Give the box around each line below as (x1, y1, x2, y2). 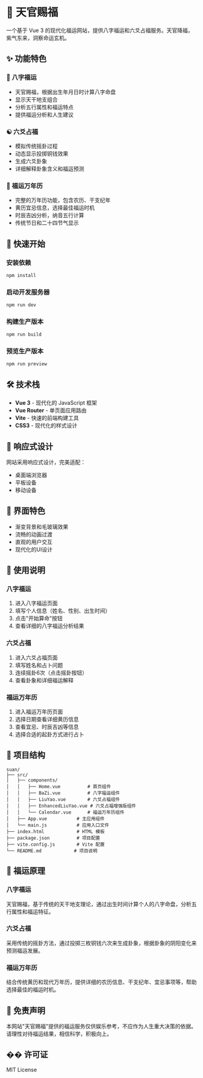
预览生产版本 (6, 347, 44, 356)
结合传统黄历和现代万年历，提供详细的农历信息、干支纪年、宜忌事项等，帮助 (6, 978, 197, 986)
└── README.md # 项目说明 (6, 848, 98, 854)
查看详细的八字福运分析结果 (14, 622, 85, 630)
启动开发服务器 (6, 288, 50, 296)
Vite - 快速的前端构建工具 (14, 414, 79, 422)
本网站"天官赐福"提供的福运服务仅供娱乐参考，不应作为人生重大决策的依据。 (6, 1022, 197, 1030)
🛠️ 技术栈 (6, 379, 40, 390)
